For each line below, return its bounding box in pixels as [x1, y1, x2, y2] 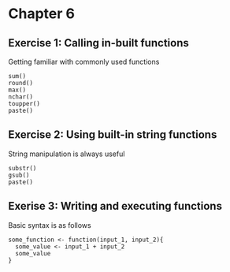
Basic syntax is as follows [8, 220, 92, 229]
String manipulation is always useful [8, 149, 125, 158]
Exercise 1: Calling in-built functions [8, 36, 189, 50]
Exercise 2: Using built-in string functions [8, 128, 217, 142]
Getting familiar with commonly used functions [8, 57, 160, 66]
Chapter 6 [8, 5, 75, 23]
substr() [8, 164, 37, 172]
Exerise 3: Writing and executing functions [8, 199, 223, 213]
